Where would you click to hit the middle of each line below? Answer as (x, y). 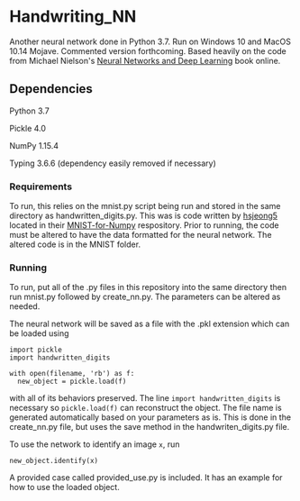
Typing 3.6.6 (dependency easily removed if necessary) (113, 163)
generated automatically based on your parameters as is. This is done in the (150, 417)
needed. (25, 306)
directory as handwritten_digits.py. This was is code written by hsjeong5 (143, 216)
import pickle (36, 350)
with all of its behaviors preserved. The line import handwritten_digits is (145, 398)
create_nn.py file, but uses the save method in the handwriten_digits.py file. (150, 427)
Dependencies (51, 89)
